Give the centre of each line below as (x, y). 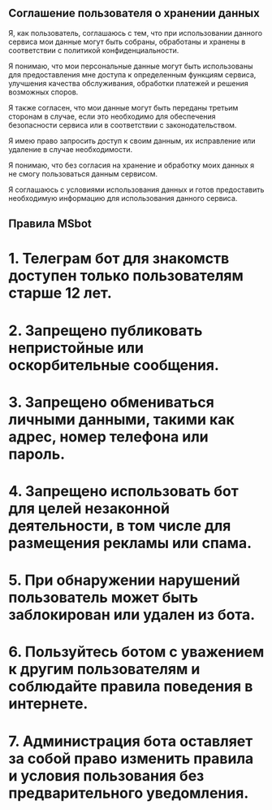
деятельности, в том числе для (120, 526)
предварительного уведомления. (129, 793)
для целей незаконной (89, 508)
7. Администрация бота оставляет (131, 741)
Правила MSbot (50, 224)
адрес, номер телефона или (108, 436)
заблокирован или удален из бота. (132, 615)
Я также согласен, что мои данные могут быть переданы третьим (123, 107)
